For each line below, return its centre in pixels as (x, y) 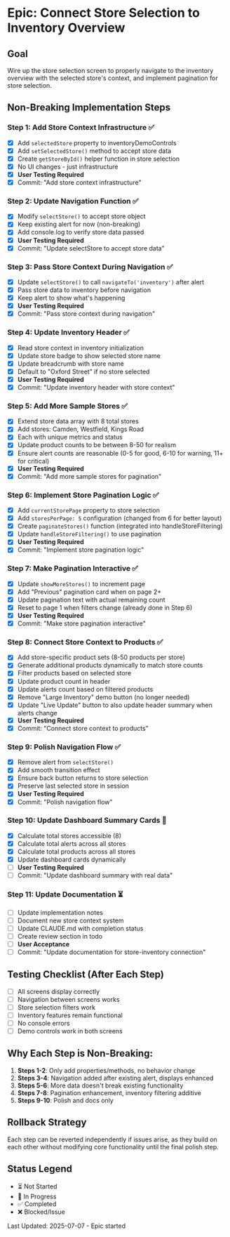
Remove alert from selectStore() (66, 762)
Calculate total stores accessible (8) (69, 835)
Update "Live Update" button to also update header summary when (115, 705)
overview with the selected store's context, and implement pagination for (113, 78)
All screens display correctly (59, 991)
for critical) (33, 461)
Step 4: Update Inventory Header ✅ (68, 333)
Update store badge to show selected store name (89, 355)
